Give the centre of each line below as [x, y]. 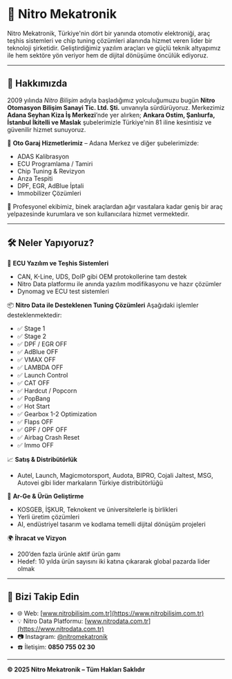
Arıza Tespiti [35, 178]
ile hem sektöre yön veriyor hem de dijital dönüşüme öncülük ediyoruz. [108, 55]
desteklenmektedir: [35, 315]
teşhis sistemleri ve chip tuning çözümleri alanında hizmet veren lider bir [110, 40]
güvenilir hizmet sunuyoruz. [47, 129]
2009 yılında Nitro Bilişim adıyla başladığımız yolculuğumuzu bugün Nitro [111, 100]
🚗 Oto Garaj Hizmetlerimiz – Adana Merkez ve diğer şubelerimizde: [103, 143]
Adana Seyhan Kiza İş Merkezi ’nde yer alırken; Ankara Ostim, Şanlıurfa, [111, 115]
